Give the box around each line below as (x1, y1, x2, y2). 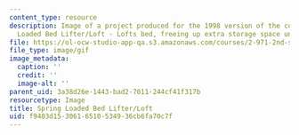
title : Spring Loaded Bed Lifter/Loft (9, 104, 153, 113)
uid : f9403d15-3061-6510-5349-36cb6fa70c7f (9, 112, 174, 121)
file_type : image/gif (9, 46, 90, 55)
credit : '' (17, 71, 58, 80)
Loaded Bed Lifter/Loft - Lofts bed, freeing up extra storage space (17, 29, 280, 38)
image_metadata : (9, 54, 69, 63)
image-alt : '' (17, 79, 69, 88)
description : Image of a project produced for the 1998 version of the (9, 21, 280, 30)
